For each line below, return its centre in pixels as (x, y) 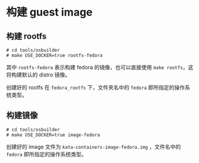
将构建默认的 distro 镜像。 (38, 75)
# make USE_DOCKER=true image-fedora (53, 135)
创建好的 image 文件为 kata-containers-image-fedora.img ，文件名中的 (94, 146)
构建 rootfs (26, 36)
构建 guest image (49, 12)
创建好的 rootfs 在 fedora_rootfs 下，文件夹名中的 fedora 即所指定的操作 (96, 87)
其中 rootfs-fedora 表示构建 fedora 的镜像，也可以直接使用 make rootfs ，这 (100, 67)
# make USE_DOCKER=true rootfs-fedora (54, 56)
